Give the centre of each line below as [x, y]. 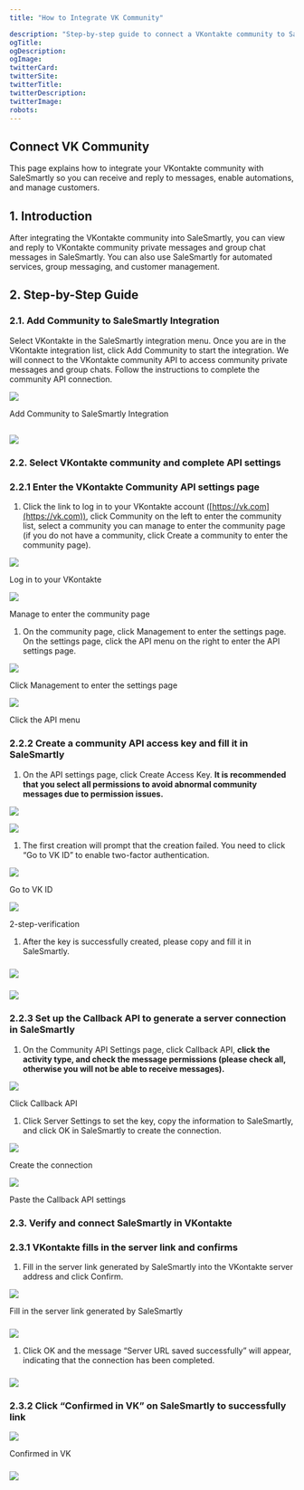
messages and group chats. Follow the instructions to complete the [135, 369]
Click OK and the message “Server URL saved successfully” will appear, [157, 1351]
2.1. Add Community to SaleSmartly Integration [114, 320]
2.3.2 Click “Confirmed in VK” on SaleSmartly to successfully [148, 1406]
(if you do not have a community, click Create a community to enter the [155, 536]
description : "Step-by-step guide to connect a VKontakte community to [147, 34]
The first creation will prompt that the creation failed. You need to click [154, 845]
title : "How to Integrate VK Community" [87, 18]
